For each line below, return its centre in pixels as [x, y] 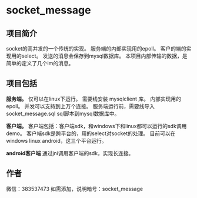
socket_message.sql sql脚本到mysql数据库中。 [63, 113]
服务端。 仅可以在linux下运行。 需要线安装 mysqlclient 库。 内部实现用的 [94, 99]
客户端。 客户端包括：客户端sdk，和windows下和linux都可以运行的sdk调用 [96, 126]
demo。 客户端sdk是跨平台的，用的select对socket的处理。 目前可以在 [91, 133]
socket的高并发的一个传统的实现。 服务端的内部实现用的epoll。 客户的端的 [96, 48]
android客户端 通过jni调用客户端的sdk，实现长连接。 [70, 153]
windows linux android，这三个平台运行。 [56, 140]
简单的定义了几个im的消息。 [40, 63]
